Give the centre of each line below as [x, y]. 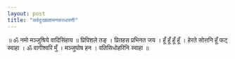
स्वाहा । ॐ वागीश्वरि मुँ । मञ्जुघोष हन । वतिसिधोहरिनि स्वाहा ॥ [78, 48]
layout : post [26, 14]
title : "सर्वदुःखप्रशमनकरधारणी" [43, 20]
